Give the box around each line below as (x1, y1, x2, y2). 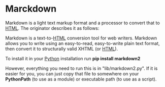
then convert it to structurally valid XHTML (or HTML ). (5, 46, 118, 52)
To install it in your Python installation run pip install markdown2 (5, 55, 141, 61)
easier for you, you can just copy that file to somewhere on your (5, 70, 139, 76)
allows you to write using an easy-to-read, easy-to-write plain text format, (5, 40, 160, 46)
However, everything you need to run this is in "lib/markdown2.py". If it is (5, 65, 158, 71)
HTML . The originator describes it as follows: (5, 25, 100, 31)
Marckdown (5, 3, 57, 15)
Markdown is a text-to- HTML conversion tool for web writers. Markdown (5, 35, 157, 41)
